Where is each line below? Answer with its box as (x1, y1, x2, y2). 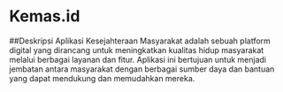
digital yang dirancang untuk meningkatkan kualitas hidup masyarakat (9, 44, 264, 55)
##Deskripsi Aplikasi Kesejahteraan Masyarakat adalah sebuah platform (9, 35, 272, 46)
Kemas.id (9, 6, 80, 27)
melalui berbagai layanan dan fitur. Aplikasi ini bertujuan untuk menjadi (9, 54, 267, 65)
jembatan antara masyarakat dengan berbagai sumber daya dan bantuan (9, 64, 275, 74)
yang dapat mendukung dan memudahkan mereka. (9, 73, 195, 83)
